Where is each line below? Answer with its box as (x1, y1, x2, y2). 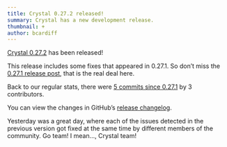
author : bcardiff (7, 29, 58, 37)
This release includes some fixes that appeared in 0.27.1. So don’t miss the (7, 62, 221, 70)
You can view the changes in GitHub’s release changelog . (7, 103, 172, 112)
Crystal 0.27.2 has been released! (7, 49, 104, 57)
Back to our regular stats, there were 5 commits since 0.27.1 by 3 (7, 83, 193, 91)
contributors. (7, 90, 45, 98)
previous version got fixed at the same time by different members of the (7, 124, 214, 132)
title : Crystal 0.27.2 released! (7, 10, 104, 17)
